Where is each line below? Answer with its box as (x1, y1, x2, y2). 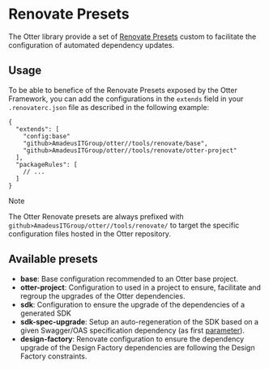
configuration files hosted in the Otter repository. (8, 228, 172, 239)
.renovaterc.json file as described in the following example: (8, 102, 209, 112)
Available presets (8, 252, 99, 266)
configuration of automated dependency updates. (8, 40, 175, 49)
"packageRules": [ (15, 160, 79, 168)
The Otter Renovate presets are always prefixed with (8, 211, 184, 221)
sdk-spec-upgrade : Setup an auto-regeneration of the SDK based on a (19, 316, 259, 326)
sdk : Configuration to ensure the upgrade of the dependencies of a (19, 299, 246, 309)
